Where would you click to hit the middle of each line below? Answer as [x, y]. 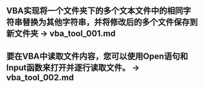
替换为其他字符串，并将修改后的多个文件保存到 [110, 22]
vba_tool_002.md [40, 77]
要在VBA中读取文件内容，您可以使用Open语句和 [97, 56]
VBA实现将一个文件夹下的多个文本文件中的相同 [95, 11]
